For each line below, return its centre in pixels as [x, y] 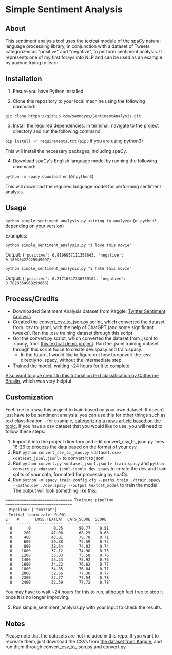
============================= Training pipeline [60, 500]
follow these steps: [25, 432]
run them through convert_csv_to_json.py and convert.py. [66, 647]
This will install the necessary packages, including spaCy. [66, 151]
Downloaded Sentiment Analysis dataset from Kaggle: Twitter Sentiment [89, 311]
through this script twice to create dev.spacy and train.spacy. [78, 349]
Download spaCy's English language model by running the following [85, 161]
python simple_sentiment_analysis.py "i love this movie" [69, 245]
